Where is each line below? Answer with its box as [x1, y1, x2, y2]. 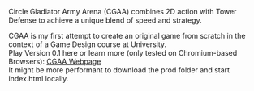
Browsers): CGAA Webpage [8, 56, 101, 66]
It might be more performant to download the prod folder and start [8, 65, 230, 75]
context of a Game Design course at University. [8, 39, 167, 49]
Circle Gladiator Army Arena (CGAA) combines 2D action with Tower [8, 7, 237, 16]
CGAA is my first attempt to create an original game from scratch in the [8, 31, 246, 40]
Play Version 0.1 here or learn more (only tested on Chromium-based [8, 48, 238, 57]
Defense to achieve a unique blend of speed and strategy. [8, 15, 202, 25]
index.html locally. [8, 74, 69, 83]
